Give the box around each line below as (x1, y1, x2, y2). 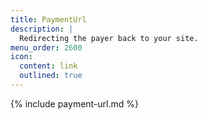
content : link (19, 61, 78, 71)
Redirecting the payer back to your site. (19, 33, 199, 43)
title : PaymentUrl (10, 14, 87, 25)
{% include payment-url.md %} (10, 97, 140, 110)
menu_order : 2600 (10, 42, 83, 53)
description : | (10, 24, 74, 34)
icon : (10, 52, 33, 62)
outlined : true (19, 71, 83, 81)
